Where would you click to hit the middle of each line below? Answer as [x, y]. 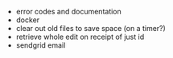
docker [28, 20]
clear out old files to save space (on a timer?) [91, 28]
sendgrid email [41, 45]
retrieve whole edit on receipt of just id [80, 37]
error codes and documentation [69, 12]
